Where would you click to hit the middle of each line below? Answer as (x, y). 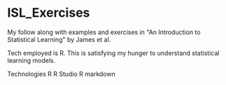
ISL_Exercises (49, 13)
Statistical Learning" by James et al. (59, 39)
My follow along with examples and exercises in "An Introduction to (104, 32)
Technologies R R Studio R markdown (61, 74)
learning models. (31, 60)
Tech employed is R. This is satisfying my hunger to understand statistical (113, 53)
